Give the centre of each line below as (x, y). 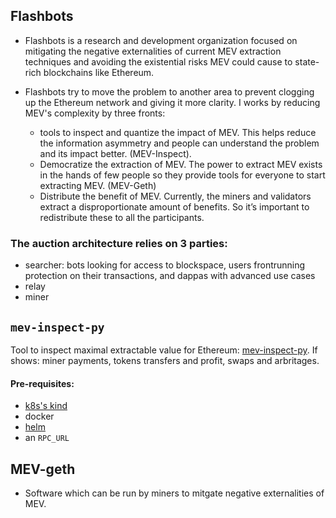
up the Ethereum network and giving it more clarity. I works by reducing (172, 102)
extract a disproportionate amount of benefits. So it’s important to (174, 206)
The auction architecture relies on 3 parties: (119, 243)
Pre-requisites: (42, 383)
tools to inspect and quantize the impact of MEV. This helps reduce (178, 132)
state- (307, 61)
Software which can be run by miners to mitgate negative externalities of (174, 493)
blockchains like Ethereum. (99, 72)
